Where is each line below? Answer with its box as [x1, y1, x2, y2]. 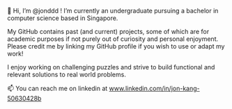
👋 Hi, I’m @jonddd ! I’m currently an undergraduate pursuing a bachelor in [7, 7, 219, 15]
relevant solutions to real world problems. [7, 70, 127, 78]
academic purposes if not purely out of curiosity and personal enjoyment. [7, 35, 219, 43]
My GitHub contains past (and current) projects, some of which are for [7, 28, 210, 35]
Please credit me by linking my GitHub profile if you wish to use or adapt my [7, 42, 225, 50]
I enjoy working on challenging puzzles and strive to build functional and [7, 63, 215, 71]
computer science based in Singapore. [7, 14, 118, 22]
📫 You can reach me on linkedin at [7, 84, 108, 92]
